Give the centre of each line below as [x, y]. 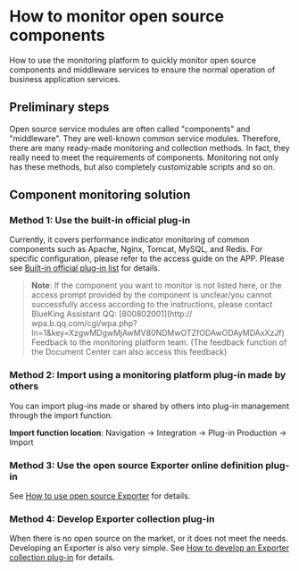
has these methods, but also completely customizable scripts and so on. [142, 166]
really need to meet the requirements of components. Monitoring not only [144, 157]
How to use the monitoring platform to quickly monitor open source [133, 60]
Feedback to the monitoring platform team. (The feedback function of [159, 342]
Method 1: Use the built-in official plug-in [100, 221]
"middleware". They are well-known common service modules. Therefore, [145, 138]
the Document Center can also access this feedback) [129, 352]
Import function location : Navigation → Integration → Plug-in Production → [148, 432]
